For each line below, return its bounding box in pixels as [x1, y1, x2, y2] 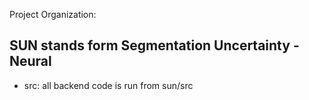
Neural [9, 53, 52, 70]
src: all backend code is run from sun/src [23, 79, 194, 91]
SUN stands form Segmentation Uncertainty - [9, 37, 300, 54]
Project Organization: [9, 9, 97, 20]
